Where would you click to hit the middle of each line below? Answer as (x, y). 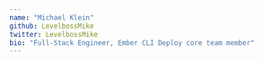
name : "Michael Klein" (52, 17)
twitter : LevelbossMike (54, 34)
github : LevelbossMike (52, 26)
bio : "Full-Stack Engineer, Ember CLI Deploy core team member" (132, 43)
